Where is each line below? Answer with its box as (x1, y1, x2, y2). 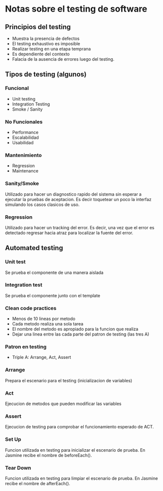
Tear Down (5, 464, 32, 471)
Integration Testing (12, 101, 50, 107)
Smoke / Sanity (12, 106, 43, 112)
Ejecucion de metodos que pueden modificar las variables (5, 401, 122, 406)
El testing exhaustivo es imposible (12, 41, 80, 47)
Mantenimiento (5, 152, 42, 158)
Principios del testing (5, 23, 71, 31)
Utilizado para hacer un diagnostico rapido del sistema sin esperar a (5, 191, 142, 197)
